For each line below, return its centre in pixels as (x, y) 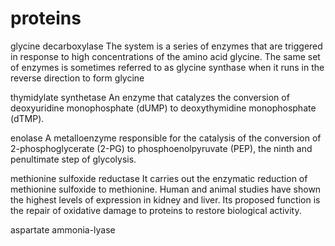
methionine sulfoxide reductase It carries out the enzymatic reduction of (159, 178)
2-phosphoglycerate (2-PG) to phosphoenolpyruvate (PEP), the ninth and (161, 148)
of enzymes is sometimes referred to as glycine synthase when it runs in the (167, 67)
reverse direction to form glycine (77, 78)
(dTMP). (27, 118)
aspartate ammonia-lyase (63, 229)
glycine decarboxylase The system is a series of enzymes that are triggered (166, 46)
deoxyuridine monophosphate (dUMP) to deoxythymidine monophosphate (163, 108)
